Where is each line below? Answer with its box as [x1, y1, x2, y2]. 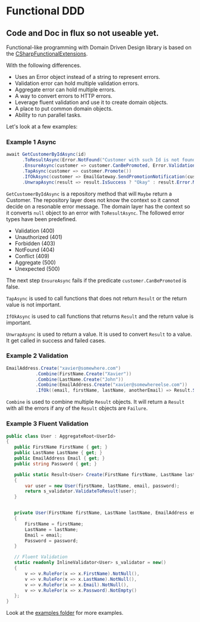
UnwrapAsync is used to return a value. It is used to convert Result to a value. [6, 330, 192, 338]
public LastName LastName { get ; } [14, 450, 102, 456]
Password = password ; [24, 538, 79, 544]
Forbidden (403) [14, 240, 55, 247]
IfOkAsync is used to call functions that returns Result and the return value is [6, 312, 194, 320]
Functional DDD [6, 4, 85, 18]
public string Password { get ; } [14, 461, 97, 467]
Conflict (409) [14, 252, 49, 259]
